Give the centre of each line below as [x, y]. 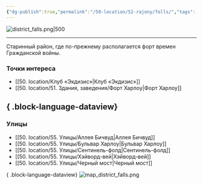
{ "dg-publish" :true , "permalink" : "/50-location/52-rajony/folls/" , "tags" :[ [102, 12]
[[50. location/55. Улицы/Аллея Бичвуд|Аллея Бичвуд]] [85, 137]
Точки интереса [31, 68]
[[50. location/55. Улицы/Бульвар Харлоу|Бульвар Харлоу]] [91, 144]
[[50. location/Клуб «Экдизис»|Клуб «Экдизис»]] [78, 81]
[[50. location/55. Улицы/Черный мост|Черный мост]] [84, 163]
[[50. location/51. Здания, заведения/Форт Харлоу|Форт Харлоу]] [98, 87]
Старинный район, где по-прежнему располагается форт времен [91, 46]
